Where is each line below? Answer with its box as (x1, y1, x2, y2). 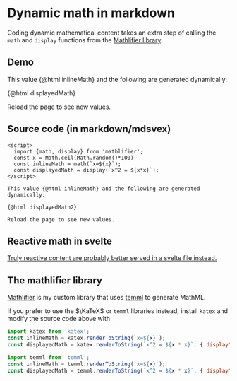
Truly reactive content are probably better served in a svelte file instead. (7, 254, 217, 262)
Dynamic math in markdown (7, 5, 175, 21)
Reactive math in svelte (7, 235, 113, 247)
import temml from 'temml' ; (7, 353, 90, 361)
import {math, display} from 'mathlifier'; (13, 148, 143, 155)
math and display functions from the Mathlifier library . (7, 35, 164, 44)
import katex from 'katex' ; (7, 328, 90, 335)
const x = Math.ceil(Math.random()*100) (13, 154, 134, 161)
